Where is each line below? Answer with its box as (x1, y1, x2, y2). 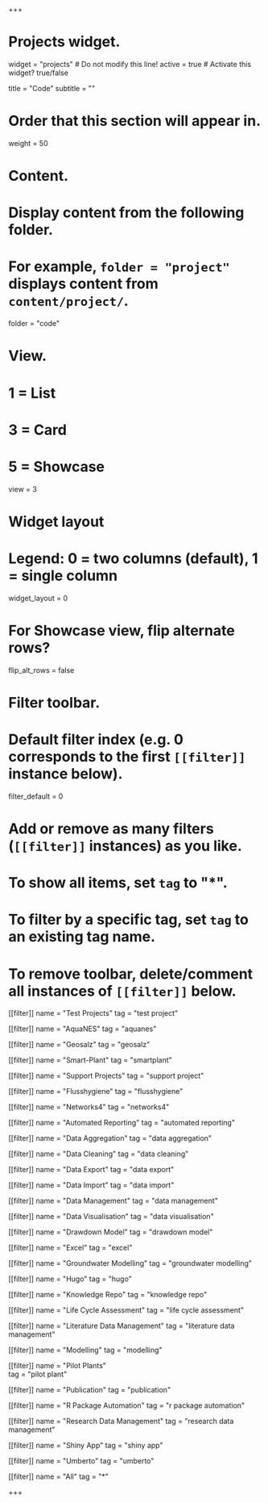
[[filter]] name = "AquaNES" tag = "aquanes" (8, 1024, 157, 1033)
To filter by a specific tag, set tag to (8, 911, 249, 929)
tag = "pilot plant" (8, 1369, 68, 1380)
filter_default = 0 (8, 791, 64, 801)
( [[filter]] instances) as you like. (8, 837, 243, 855)
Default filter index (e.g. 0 (8, 731, 183, 749)
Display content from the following (8, 203, 245, 222)
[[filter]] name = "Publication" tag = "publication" (8, 1385, 171, 1395)
